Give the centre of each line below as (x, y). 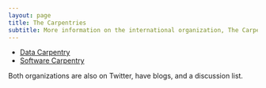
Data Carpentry (45, 53)
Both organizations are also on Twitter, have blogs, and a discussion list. (126, 76)
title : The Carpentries (47, 23)
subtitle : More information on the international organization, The (123, 30)
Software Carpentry (52, 60)
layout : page (30, 15)
